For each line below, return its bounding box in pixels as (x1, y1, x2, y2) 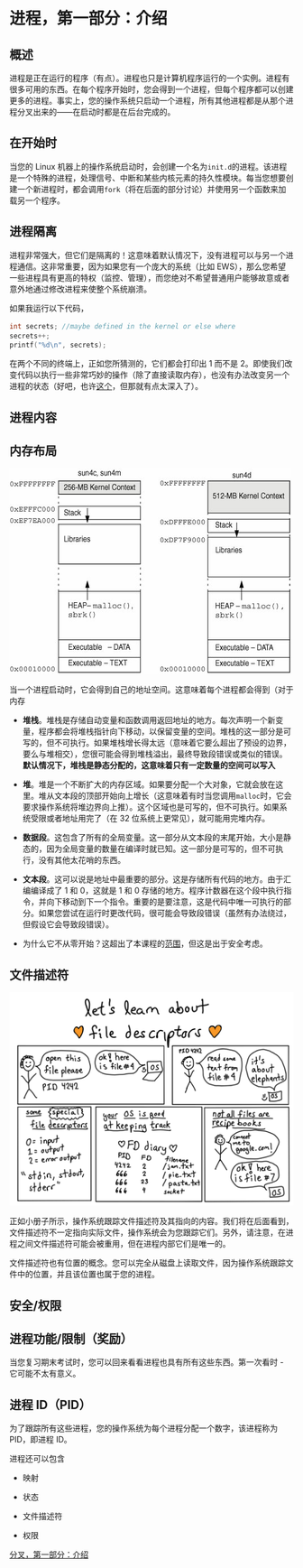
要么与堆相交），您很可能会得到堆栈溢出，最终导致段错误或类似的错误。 (22, 748, 288, 759)
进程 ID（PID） (9, 1396, 92, 1413)
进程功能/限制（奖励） (9, 1331, 133, 1347)
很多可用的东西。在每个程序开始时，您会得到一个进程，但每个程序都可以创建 (9, 84, 294, 95)
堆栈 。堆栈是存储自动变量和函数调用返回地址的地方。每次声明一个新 (22, 715, 276, 726)
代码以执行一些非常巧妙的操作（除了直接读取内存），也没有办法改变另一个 (16, 369, 290, 380)
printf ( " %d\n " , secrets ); (9, 340, 106, 350)
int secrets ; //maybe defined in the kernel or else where (9, 321, 236, 330)
